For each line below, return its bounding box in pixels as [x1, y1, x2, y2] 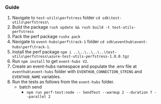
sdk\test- [102, 16, 122, 21]
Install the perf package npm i [12, 49, 72, 55]
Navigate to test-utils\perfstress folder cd [12, 15, 101, 21]
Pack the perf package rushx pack [12, 33, 81, 40]
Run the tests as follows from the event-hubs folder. [12, 79, 115, 85]
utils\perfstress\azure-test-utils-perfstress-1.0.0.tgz [12, 54, 130, 59]
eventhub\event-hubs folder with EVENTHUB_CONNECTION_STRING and [12, 69, 142, 74]
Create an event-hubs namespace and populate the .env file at [12, 63, 137, 69]
